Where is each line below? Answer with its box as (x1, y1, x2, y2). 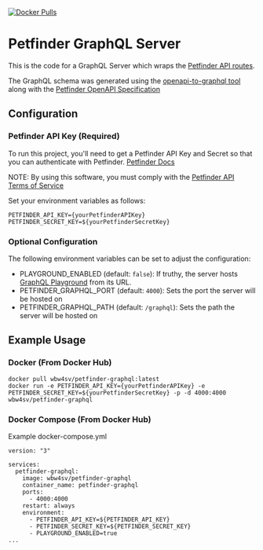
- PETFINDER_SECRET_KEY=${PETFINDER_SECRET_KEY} (28, 522, 192, 530)
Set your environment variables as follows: (8, 196, 146, 205)
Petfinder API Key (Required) (8, 130, 120, 141)
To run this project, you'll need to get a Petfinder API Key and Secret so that (8, 148, 253, 158)
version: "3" (8, 446, 51, 455)
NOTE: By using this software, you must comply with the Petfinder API (8, 172, 235, 181)
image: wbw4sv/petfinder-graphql (22, 474, 132, 482)
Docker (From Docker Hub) (8, 357, 112, 368)
